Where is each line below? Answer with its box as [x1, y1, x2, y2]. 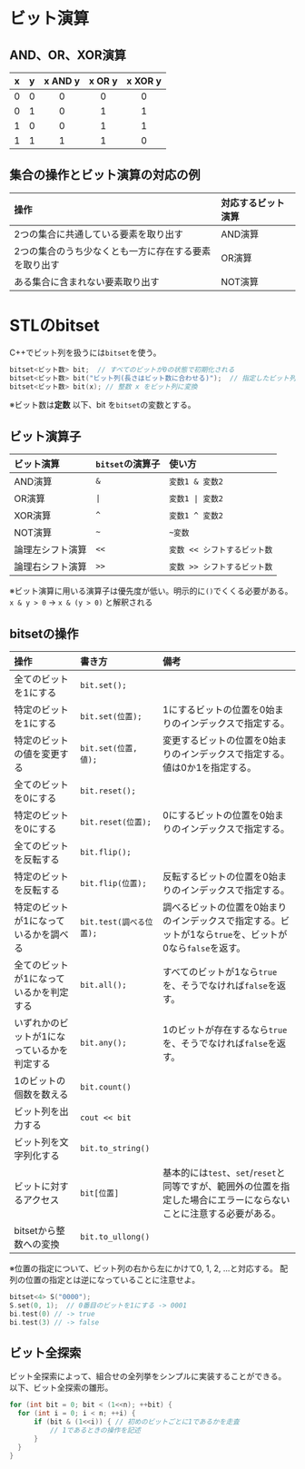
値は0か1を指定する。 [162, 762, 257, 774]
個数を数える [14, 1089, 69, 1100]
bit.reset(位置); [80, 817, 152, 827]
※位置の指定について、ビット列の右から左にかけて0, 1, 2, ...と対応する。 [9, 1263, 279, 1274]
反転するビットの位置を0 [162, 871, 270, 882]
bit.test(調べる [80, 917, 145, 927]
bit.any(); [80, 1038, 127, 1048]
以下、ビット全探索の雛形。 [9, 1382, 113, 1394]
